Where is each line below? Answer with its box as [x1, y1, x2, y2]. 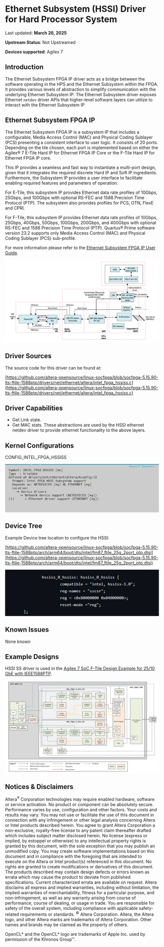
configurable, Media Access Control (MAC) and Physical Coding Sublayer [5, 134, 153, 140]
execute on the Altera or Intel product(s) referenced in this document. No [5, 859, 152, 865]
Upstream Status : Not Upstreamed [5, 39, 76, 45]
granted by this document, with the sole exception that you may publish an [5, 843, 155, 849]
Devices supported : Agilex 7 [5, 49, 63, 55]
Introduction [5, 63, 44, 71]
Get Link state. [12, 417, 41, 423]
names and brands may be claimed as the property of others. [5, 922, 128, 927]
